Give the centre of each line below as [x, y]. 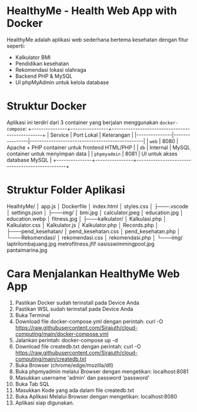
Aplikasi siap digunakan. [45, 403]
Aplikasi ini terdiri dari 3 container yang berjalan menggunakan [83, 122]
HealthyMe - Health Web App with [92, 11]
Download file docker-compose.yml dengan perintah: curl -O [89, 321]
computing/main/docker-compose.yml [62, 334]
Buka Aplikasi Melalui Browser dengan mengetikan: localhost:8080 [96, 396]
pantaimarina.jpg [27, 250]
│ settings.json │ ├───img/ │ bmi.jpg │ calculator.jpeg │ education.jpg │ [95, 212]
